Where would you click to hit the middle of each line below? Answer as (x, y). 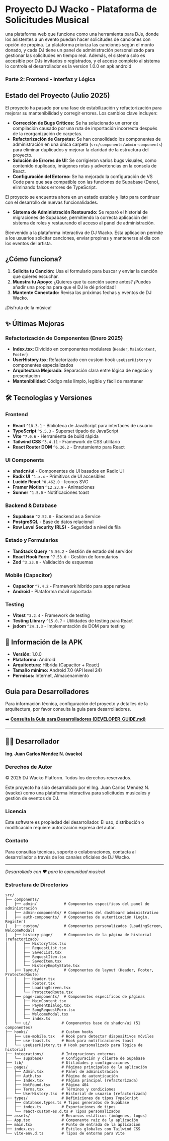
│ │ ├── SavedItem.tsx (33, 961)
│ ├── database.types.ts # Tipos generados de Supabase (67, 1102)
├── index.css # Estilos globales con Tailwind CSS (73, 1129)
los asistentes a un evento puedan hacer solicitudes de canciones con (78, 39)
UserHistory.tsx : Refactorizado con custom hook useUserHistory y (82, 360)
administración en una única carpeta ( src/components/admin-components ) (88, 144)
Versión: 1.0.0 (27, 654)
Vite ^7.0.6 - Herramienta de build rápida (56, 436)
